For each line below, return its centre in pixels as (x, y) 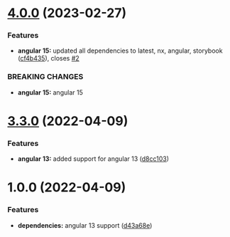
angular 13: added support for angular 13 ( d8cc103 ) (93, 159)
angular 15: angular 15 (50, 92)
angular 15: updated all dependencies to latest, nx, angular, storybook (120, 51)
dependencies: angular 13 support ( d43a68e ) (85, 225)
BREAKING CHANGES (45, 77)
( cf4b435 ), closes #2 (48, 58)
